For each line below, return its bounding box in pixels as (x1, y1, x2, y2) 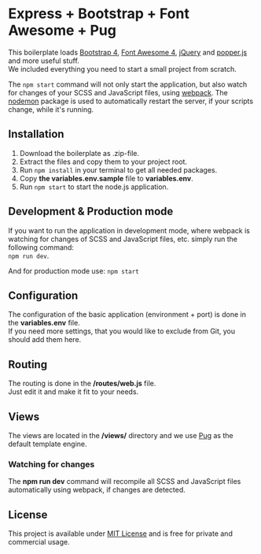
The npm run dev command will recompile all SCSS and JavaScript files (8, 477, 241, 486)
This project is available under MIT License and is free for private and (8, 529, 233, 538)
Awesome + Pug (8, 21, 116, 39)
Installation (8, 128, 64, 141)
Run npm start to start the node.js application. (19, 182, 169, 191)
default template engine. (8, 439, 88, 448)
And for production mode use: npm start (8, 266, 139, 276)
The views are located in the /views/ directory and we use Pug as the (8, 431, 233, 440)
